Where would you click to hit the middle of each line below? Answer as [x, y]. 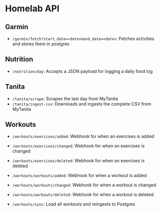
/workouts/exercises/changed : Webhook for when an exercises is [78, 146]
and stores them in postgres [41, 44]
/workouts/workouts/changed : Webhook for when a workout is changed [84, 185]
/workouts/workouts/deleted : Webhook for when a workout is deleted [83, 195]
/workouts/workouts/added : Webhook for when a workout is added [80, 176]
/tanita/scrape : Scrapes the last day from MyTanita [65, 99]
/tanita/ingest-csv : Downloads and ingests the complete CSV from [82, 104]
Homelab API [32, 9]
